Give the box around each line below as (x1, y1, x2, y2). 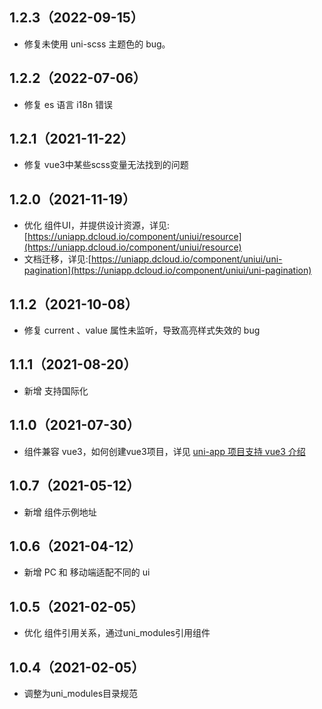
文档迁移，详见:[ (23, 253, 92, 265)
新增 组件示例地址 (23, 506, 97, 518)
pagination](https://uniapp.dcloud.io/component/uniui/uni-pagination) (23, 264, 312, 277)
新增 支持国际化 (23, 384, 89, 397)
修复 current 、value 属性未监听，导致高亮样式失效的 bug (23, 324, 261, 337)
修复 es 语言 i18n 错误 (23, 98, 114, 110)
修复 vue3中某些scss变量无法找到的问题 (23, 159, 189, 171)
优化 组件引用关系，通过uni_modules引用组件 (23, 627, 211, 639)
